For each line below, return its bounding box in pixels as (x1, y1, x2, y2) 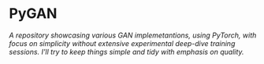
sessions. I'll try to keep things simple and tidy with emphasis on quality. (9, 47, 244, 56)
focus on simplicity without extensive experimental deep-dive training (9, 38, 236, 48)
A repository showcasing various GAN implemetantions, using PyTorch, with (9, 30, 257, 40)
